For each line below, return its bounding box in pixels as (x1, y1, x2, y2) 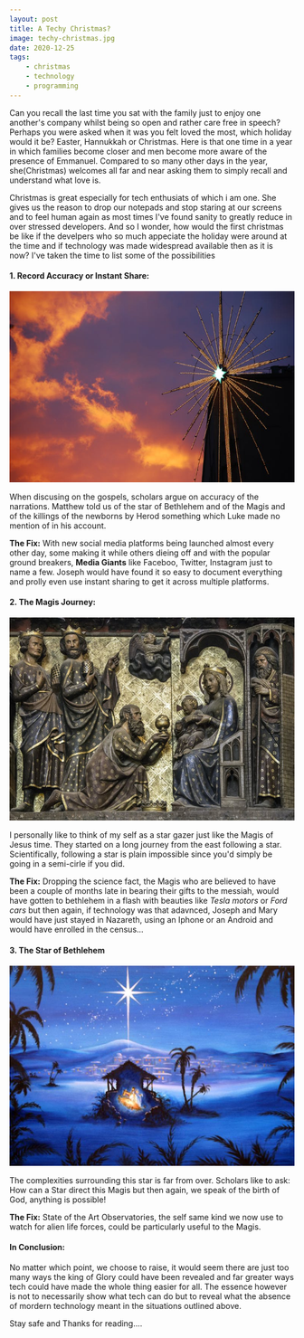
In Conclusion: (9, 1242, 65, 1253)
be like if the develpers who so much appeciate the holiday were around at (9, 231, 288, 242)
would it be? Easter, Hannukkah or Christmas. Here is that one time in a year (9, 136, 293, 147)
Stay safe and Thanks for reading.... (9, 1317, 143, 1329)
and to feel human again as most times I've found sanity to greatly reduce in (9, 211, 292, 222)
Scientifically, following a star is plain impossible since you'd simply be (9, 849, 273, 859)
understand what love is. (9, 175, 101, 185)
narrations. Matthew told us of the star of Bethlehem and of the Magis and (9, 500, 286, 511)
